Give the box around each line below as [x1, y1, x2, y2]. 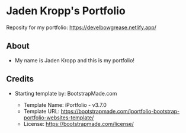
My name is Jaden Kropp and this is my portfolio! [14, 56, 135, 64]
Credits [6, 74, 34, 84]
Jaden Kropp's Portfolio [6, 4, 126, 18]
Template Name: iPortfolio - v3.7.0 [23, 101, 107, 108]
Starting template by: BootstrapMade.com [14, 90, 117, 97]
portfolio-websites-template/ [23, 114, 94, 121]
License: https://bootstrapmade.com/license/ [23, 120, 134, 127]
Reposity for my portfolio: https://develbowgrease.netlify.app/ [6, 24, 157, 31]
